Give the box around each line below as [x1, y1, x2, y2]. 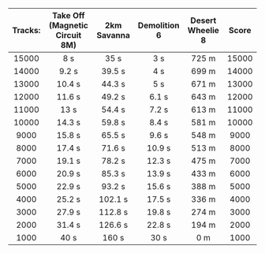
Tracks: [12, 25, 41, 35]
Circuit [55, 30, 82, 40]
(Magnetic [48, 20, 89, 31]
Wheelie [187, 25, 219, 35]
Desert [190, 15, 217, 26]
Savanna [96, 30, 130, 40]
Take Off [52, 10, 85, 20]
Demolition [137, 20, 180, 31]
